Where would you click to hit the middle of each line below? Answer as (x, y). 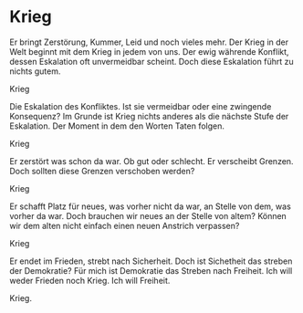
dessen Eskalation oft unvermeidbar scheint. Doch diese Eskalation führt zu (151, 61)
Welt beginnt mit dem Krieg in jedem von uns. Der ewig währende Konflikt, (149, 51)
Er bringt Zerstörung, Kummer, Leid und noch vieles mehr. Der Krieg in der (149, 42)
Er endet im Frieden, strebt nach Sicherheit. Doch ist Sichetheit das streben (151, 261)
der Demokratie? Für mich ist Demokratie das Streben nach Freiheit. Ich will (151, 270)
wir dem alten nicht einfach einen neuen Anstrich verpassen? (125, 225)
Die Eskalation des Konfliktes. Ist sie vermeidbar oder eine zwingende (141, 106)
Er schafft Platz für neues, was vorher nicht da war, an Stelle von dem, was (151, 206)
